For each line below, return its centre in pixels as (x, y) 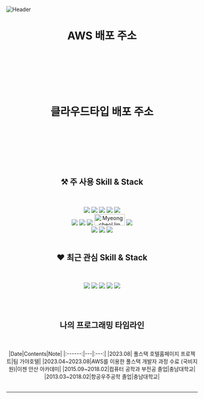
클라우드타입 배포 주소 (102, 112)
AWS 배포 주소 (102, 36)
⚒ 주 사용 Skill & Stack (102, 182)
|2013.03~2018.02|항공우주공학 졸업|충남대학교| (102, 376)
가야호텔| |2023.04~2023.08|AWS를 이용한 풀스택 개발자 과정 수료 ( (101, 361)
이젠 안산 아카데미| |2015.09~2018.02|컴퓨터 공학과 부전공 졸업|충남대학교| (107, 369)
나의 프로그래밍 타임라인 (102, 325)
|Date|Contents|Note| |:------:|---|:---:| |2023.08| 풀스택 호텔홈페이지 (94, 354)
